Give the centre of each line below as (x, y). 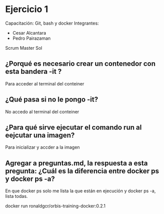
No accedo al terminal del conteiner (42, 112)
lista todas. (17, 196)
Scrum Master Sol (24, 48)
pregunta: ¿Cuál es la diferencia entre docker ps (82, 171)
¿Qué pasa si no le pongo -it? (52, 100)
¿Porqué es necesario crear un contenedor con (80, 64)
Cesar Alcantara (29, 33)
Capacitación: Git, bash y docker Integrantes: (52, 23)
